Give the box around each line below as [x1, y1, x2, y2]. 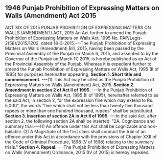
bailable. [5, 128, 23, 134]
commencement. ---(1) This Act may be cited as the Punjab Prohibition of [5, 76, 155, 82]
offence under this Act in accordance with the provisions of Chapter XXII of [5, 134, 157, 139]
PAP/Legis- [119, 35, 143, 41]
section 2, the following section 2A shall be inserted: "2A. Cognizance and [5, 118, 155, 124]
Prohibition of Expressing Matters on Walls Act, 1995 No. [5, 35, 119, 41]
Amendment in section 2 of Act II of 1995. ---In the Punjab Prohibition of [5, 87, 153, 92]
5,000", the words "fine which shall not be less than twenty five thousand [5, 102, 153, 108]
